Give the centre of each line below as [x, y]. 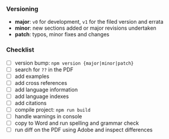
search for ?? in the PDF [44, 69]
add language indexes [42, 96]
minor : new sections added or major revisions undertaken [85, 28]
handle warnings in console [48, 116]
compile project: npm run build [52, 110]
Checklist [20, 50]
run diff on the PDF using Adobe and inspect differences [84, 130]
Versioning [22, 9]
